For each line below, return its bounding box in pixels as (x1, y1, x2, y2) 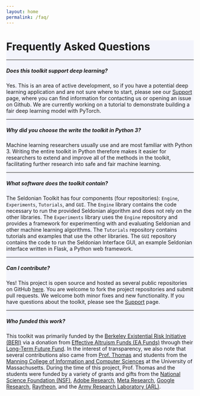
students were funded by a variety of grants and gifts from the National (6, 370, 181, 378)
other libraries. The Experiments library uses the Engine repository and (6, 213, 178, 221)
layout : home (6, 8, 39, 15)
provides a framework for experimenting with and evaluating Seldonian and (6, 220, 190, 227)
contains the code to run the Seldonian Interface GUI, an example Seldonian (6, 239, 192, 246)
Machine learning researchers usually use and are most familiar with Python (6, 142, 192, 149)
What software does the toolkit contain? (6, 180, 108, 187)
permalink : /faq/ (6, 14, 49, 20)
